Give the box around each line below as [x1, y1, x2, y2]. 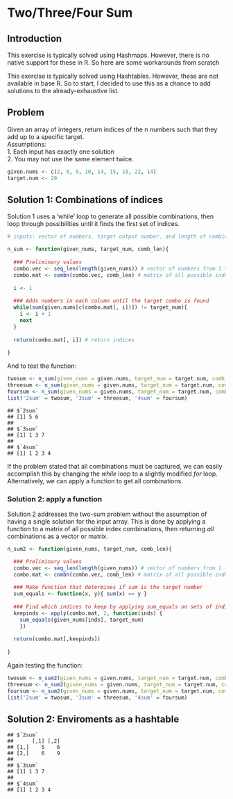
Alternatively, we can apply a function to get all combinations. [7, 476, 184, 485]
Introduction [7, 33, 62, 45]
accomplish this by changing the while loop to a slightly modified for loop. [7, 469, 218, 478]
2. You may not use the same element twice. [7, 154, 134, 163]
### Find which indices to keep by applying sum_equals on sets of [13, 603, 213, 610]
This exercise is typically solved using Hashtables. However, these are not [7, 72, 219, 80]
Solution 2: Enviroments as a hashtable [7, 713, 180, 725]
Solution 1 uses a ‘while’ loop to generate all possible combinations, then [7, 212, 214, 220]
